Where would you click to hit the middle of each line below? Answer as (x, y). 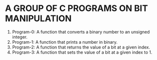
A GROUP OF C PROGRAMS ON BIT (77, 8)
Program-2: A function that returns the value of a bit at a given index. (81, 47)
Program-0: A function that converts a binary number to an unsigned (81, 32)
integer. (20, 37)
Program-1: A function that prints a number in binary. (65, 42)
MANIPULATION (38, 18)
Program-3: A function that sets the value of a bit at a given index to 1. (82, 52)
